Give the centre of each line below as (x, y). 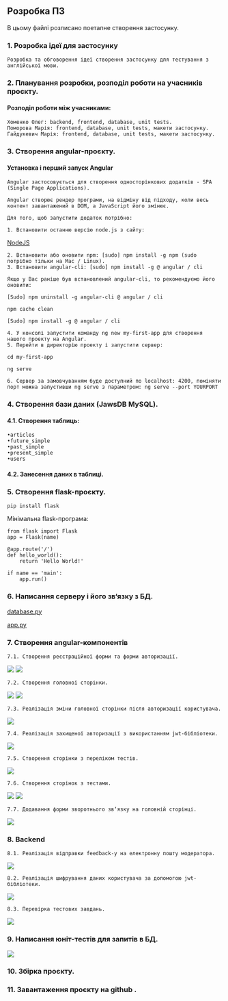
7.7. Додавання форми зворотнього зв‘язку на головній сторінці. (102, 809)
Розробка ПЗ (36, 11)
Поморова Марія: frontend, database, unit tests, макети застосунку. (108, 128)
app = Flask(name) (33, 537)
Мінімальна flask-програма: (48, 519)
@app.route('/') (30, 549)
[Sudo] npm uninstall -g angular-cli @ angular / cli (85, 297)
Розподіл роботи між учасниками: (59, 107)
